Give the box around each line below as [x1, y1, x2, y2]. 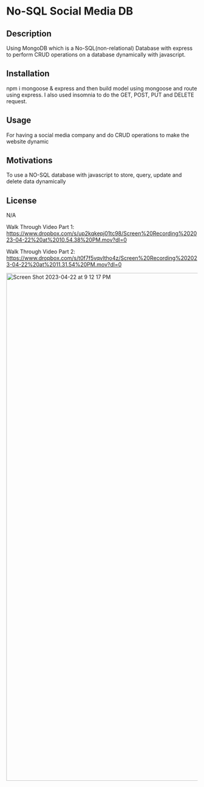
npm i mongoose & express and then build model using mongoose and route [6, 84, 197, 92]
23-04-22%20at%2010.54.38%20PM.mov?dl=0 [6, 236, 127, 244]
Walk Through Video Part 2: [6, 248, 76, 256]
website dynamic [6, 138, 49, 145]
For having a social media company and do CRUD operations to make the [6, 131, 189, 138]
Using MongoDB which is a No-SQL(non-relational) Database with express [6, 44, 193, 52]
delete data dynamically [6, 178, 66, 185]
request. [6, 97, 27, 104]
